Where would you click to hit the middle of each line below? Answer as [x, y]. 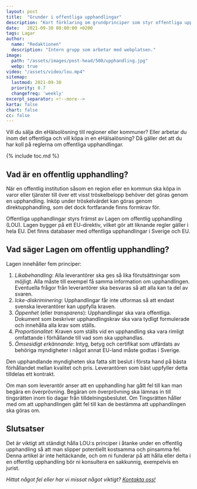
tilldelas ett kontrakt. [31, 374]
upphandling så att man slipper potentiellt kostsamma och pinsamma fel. [94, 449]
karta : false [22, 104]
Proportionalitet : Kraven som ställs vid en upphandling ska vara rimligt [99, 331]
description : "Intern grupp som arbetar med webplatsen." [84, 50]
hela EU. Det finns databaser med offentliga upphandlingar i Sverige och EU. [98, 231]
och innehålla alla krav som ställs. [55, 325]
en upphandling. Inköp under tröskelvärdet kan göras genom [79, 201]
